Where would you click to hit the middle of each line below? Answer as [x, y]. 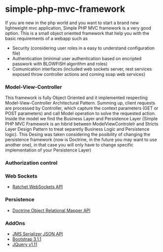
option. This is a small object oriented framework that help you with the [77, 33]
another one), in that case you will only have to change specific [69, 145]
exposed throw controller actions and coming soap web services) [79, 74]
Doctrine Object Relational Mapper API [51, 210]
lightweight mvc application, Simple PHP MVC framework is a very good [78, 28]
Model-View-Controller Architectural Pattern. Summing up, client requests [80, 103]
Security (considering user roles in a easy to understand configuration [83, 48]
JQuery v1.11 [25, 245]
